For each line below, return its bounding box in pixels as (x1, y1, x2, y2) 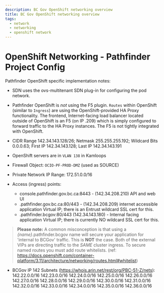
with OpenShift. (12, 128, 44, 134)
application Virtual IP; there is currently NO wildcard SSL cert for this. (19, 217, 159, 223)
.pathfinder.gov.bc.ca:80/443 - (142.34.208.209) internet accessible (19, 201, 158, 207)
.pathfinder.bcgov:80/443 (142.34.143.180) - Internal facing (19, 211, 139, 217)
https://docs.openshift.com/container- (17, 252, 94, 258)
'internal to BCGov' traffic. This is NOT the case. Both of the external (17, 236, 156, 242)
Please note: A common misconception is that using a (17, 226, 126, 232)
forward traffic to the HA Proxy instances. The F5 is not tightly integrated (12, 123, 159, 129)
